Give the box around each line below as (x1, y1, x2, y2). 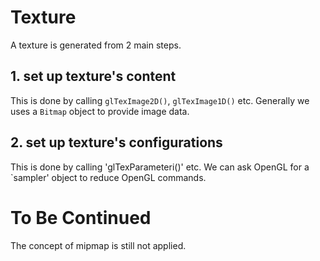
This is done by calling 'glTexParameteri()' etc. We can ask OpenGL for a (10, 161, 310, 173)
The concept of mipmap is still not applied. (10, 239, 187, 251)
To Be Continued (10, 206, 152, 229)
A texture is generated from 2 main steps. (10, 39, 182, 51)
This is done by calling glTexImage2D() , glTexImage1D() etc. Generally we (10, 94, 310, 106)
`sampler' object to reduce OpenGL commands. (10, 171, 207, 183)
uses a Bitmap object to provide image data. (10, 105, 190, 117)
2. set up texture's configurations (10, 134, 223, 151)
